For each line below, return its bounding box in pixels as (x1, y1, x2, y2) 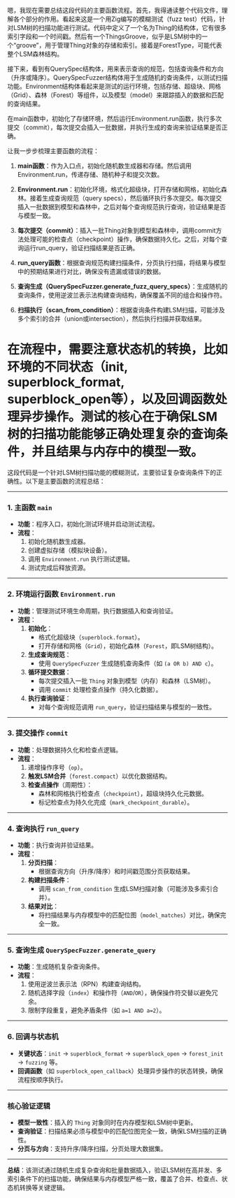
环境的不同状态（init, (7, 359, 128, 375)
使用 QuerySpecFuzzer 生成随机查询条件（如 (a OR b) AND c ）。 (38, 659, 218, 667)
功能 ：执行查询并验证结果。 (17, 841, 98, 849)
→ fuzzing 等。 (17, 1058, 62, 1066)
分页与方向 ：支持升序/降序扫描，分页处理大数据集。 (17, 1145, 167, 1153)
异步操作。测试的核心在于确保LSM (20, 409, 218, 425)
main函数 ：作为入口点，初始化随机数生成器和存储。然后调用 (17, 161, 192, 170)
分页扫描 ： (27, 858, 59, 867)
